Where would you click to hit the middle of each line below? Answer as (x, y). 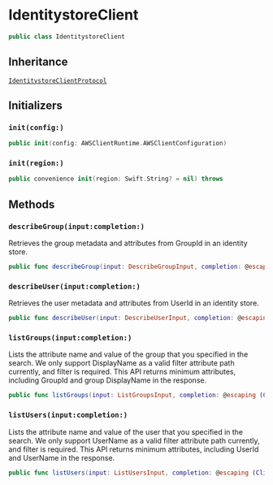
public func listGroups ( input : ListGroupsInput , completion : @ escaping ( (136, 396)
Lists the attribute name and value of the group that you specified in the (128, 354)
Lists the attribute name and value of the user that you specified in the (126, 431)
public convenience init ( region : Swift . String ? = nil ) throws (116, 179)
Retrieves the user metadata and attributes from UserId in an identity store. (134, 303)
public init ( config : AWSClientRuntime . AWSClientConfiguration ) (118, 144)
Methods (32, 204)
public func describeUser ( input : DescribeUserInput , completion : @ (125, 318)
